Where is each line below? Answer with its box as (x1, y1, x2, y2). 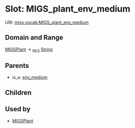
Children (5, 88, 32, 96)
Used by (5, 105, 31, 113)
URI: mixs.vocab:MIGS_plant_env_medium (5, 19, 89, 25)
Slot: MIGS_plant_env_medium (5, 3, 131, 15)
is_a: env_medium (12, 74, 48, 80)
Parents (5, 62, 29, 70)
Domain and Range (5, 33, 64, 42)
